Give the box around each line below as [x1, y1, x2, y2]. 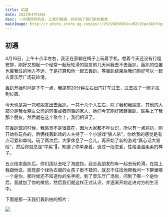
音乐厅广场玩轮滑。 [9, 74, 49, 80]
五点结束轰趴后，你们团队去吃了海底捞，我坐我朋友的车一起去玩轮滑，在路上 [5, 161, 163, 167]
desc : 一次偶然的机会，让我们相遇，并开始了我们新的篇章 [5, 17, 108, 22]
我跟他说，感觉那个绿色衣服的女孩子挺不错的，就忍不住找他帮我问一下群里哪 [5, 167, 163, 173]
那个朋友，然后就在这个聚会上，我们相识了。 [5, 114, 97, 120]
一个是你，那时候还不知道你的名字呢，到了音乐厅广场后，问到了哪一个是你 [5, 173, 158, 179]
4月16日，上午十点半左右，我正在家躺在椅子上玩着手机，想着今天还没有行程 [5, 56, 161, 62]
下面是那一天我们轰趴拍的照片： [5, 196, 71, 202]
